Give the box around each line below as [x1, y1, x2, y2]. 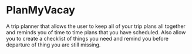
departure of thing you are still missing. [6, 41, 101, 48]
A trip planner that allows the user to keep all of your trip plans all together [6, 23, 186, 30]
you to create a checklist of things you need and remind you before [6, 35, 169, 42]
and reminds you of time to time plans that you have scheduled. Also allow [6, 28, 186, 35]
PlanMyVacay [6, 3, 75, 17]
